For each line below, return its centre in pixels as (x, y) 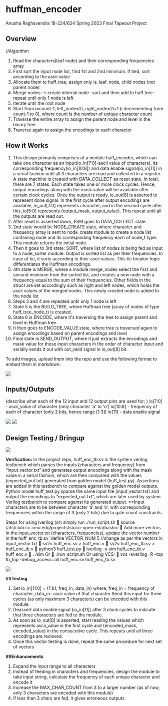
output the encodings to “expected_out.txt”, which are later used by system (83, 497)
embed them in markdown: (33, 364)
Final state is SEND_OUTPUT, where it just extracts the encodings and (85, 338)
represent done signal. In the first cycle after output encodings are (81, 200)
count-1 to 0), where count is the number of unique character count (82, 114)
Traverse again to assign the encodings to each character (72, 130)
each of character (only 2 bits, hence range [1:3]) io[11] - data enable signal (83, 412)
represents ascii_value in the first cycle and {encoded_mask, (75, 626)
